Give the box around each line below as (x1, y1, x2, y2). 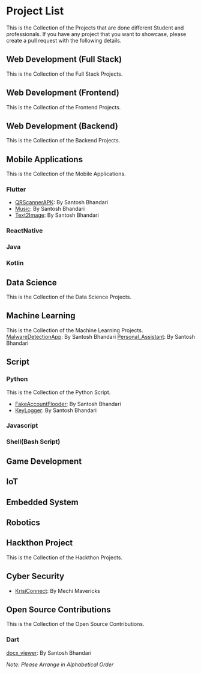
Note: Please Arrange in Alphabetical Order (6, 661, 114, 668)
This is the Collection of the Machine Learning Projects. (6, 326, 143, 334)
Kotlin (6, 259, 24, 267)
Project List (6, 4, 64, 18)
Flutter (6, 185, 26, 193)
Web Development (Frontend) (6, 88, 120, 98)
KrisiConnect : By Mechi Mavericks (14, 587, 100, 594)
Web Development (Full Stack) (6, 54, 122, 64)
